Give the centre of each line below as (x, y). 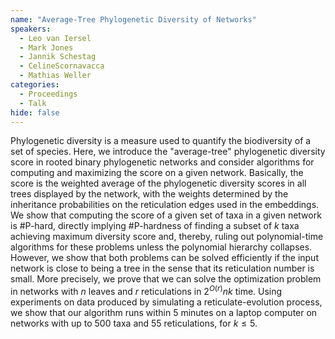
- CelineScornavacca (62, 66)
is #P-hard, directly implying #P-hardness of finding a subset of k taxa (155, 226)
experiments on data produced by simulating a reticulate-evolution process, (166, 302)
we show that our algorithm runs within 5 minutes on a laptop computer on (164, 313)
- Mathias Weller (55, 76)
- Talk (33, 103)
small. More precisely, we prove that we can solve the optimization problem (166, 279)
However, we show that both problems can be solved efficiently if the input (164, 258)
